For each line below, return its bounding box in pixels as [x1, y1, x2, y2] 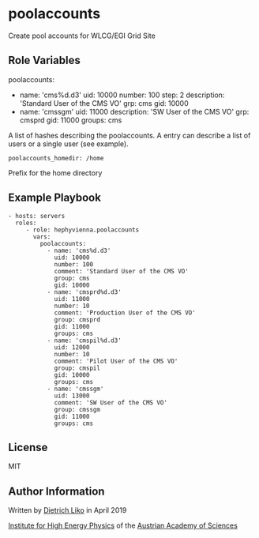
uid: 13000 [54, 392, 90, 400]
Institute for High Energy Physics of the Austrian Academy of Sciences [8, 521, 238, 530]
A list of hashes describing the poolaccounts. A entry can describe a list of [8, 130, 251, 140]
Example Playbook [8, 191, 101, 205]
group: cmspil [54, 364, 101, 372]
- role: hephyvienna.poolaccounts [25, 226, 140, 234]
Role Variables [8, 54, 81, 67]
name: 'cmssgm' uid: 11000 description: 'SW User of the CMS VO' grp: [19, 107, 250, 116]
